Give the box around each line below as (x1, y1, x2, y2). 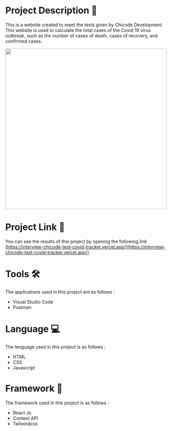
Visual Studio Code (12, 298, 54, 305)
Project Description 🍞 (5, 5, 97, 16)
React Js (12, 409, 32, 416)
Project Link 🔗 (5, 221, 65, 233)
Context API (12, 415, 38, 421)
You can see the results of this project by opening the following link (5, 238, 147, 244)
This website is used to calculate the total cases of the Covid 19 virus (5, 27, 151, 33)
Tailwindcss (12, 420, 38, 426)
